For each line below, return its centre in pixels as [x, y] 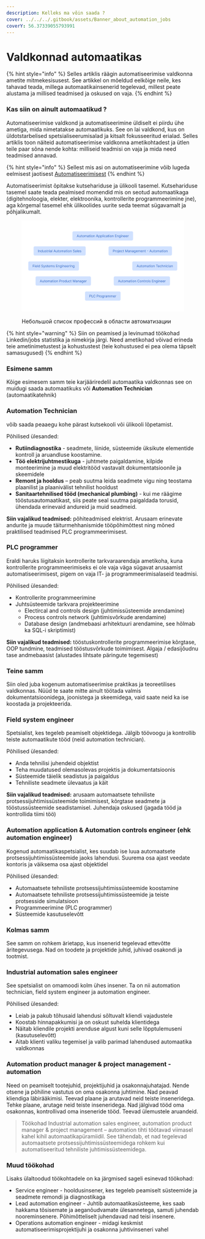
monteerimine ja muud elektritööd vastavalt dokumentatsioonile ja [98, 467]
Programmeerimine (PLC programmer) [64, 907]
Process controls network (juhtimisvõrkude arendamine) [95, 617]
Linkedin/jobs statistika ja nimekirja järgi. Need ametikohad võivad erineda [100, 340]
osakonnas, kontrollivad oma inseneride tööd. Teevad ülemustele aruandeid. [102, 1111]
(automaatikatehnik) [32, 395]
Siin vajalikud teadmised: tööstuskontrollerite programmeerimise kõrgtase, [101, 642]
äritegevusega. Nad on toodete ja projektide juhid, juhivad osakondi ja [94, 950]
